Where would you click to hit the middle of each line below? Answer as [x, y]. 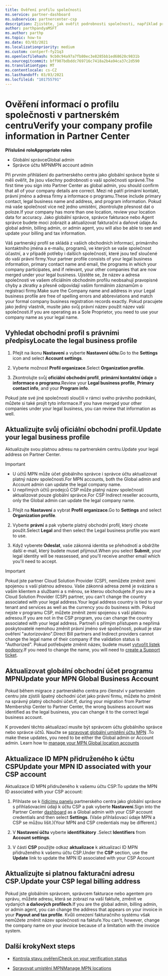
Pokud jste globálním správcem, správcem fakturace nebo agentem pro [79, 893]
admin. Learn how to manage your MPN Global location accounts [72, 743]
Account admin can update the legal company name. [67, 484]
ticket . [12, 655]
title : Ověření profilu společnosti [43, 10]
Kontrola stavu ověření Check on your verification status [70, 958]
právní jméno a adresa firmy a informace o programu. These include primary [83, 196]
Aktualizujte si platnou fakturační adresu [70, 874]
